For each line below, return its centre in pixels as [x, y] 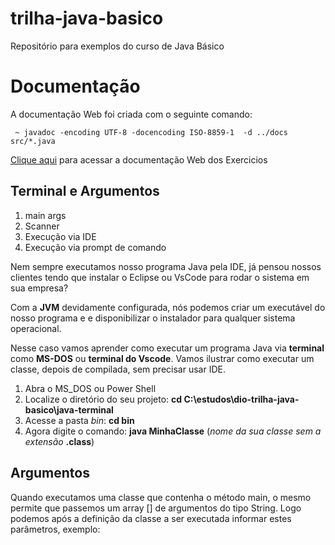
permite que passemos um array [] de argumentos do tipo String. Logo [156, 508]
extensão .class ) [59, 441]
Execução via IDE [60, 236]
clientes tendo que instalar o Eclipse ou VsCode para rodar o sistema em [160, 277]
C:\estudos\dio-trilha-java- [241, 399]
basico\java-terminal [69, 409]
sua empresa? [39, 288]
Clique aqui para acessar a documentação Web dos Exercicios [139, 159]
